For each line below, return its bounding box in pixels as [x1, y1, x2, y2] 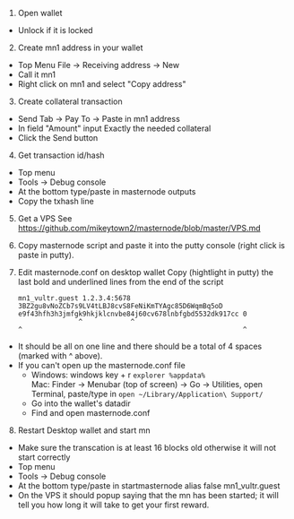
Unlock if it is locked [17, 25, 93, 35]
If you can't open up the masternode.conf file [17, 360, 186, 370]
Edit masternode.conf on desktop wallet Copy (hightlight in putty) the [17, 267, 273, 277]
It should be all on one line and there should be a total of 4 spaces [17, 341, 263, 351]
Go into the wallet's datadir [30, 398, 132, 409]
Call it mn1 [17, 69, 56, 80]
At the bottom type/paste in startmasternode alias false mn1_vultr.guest [17, 480, 281, 491]
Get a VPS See [17, 213, 73, 223]
